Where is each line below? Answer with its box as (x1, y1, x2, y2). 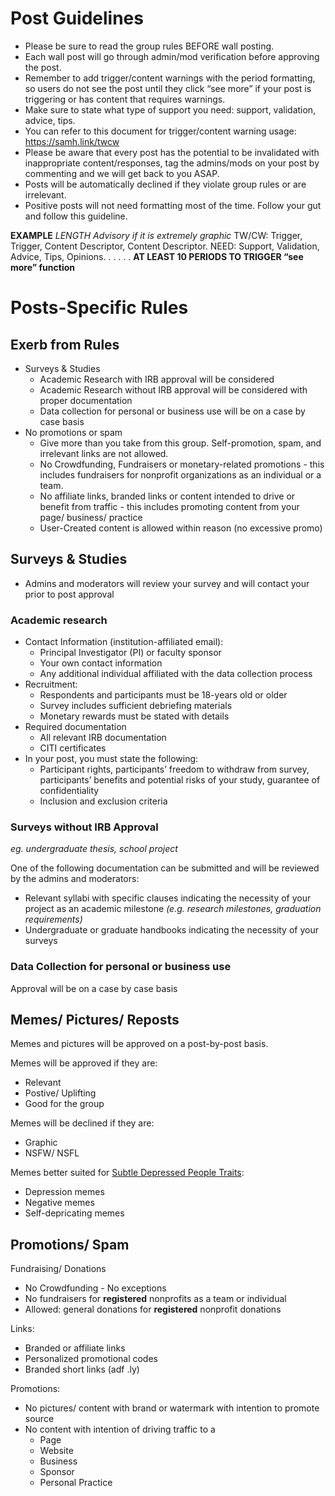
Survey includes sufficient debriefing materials (39, 700, 233, 712)
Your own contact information (39, 657, 163, 669)
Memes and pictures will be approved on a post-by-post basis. (10, 1038, 269, 1050)
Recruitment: (24, 678, 78, 691)
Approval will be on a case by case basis (10, 982, 178, 994)
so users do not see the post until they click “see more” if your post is (24, 82, 312, 94)
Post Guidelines (10, 7, 144, 30)
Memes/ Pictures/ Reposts (10, 1012, 180, 1029)
